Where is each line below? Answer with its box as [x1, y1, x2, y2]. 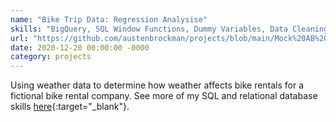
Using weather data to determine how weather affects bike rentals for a [10, 79, 305, 91]
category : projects [10, 52, 92, 62]
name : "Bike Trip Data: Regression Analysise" [10, 14, 208, 25]
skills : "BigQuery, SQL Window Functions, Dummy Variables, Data [10, 24, 288, 34]
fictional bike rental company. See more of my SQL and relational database [10, 90, 318, 102]
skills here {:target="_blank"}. [10, 101, 130, 113]
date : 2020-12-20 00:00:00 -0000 [10, 42, 150, 53]
